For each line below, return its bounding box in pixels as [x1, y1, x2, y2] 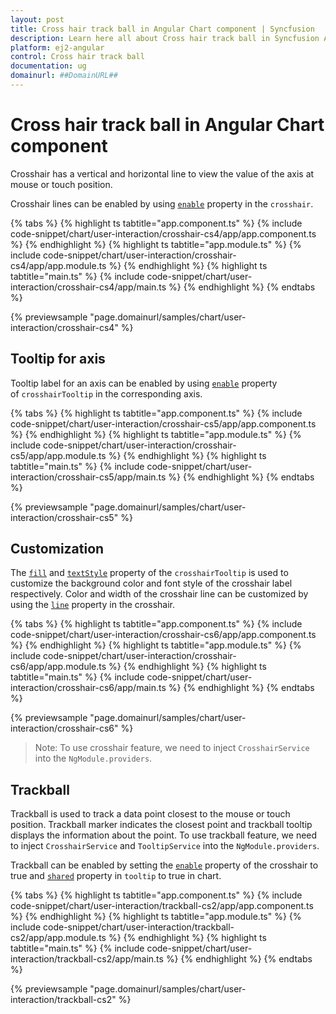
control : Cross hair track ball [10, 52, 145, 62]
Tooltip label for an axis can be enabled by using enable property [10, 377, 278, 389]
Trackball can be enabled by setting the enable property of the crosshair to [10, 859, 319, 871]
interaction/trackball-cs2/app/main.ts [10, 953, 164, 965]
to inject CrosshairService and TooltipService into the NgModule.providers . [10, 840, 320, 852]
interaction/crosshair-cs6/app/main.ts [10, 682, 167, 694]
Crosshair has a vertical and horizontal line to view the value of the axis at [10, 167, 315, 180]
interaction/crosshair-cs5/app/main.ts [10, 471, 167, 483]
